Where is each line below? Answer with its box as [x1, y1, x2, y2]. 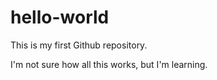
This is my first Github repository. [10, 39, 148, 51]
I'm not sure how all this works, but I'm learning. [10, 58, 208, 70]
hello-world [10, 6, 110, 29]
